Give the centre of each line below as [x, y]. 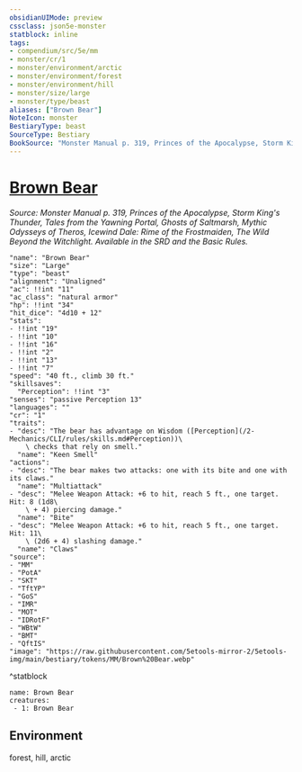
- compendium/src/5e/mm [54, 51]
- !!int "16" [34, 344]
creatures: [30, 700]
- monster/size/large [50, 93]
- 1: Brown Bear [44, 708]
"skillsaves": [36, 383]
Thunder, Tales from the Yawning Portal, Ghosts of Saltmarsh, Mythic [138, 222]
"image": [26, 651]
